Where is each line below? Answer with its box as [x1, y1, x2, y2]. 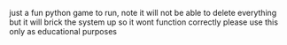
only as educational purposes [9, 26, 118, 36]
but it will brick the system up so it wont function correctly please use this [9, 17, 279, 27]
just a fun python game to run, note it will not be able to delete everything [9, 8, 277, 18]
